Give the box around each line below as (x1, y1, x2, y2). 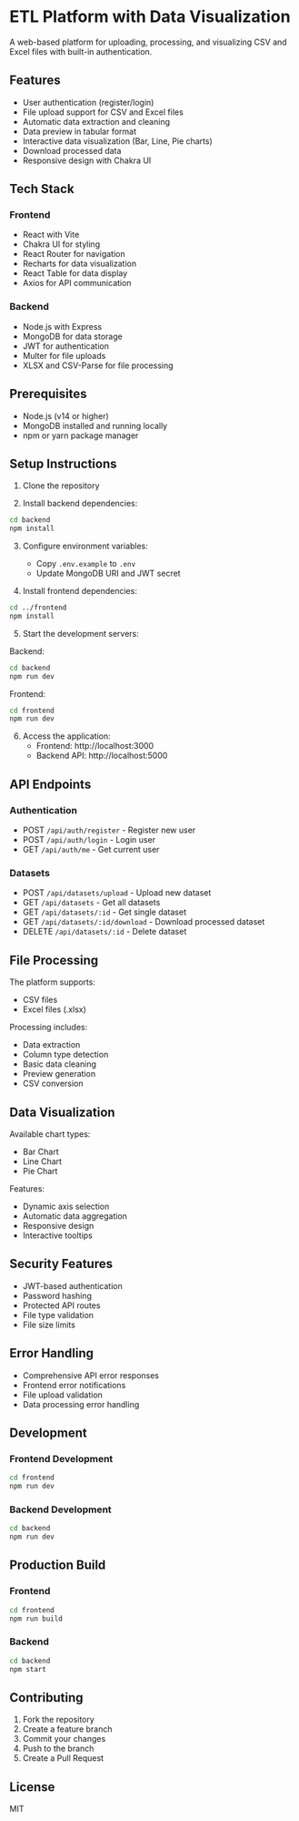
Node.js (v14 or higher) (22, 410, 109, 421)
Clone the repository (22, 480, 100, 491)
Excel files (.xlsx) (22, 1004, 86, 1015)
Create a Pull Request (22, 1753, 105, 1764)
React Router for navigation (22, 249, 125, 260)
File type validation (22, 1309, 94, 1320)
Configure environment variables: (22, 540, 148, 552)
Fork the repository (22, 1714, 95, 1725)
